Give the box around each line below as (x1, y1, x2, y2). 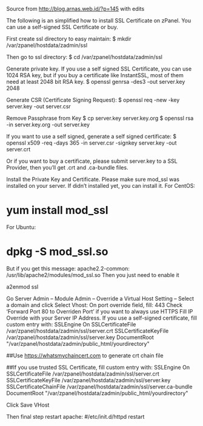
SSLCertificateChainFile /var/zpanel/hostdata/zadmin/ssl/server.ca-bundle (6, 383, 193, 390)
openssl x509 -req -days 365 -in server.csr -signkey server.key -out (6, 139, 177, 146)
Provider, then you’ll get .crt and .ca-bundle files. (6, 164, 128, 171)
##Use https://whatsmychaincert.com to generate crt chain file (6, 352, 164, 359)
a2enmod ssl (6, 283, 39, 290)
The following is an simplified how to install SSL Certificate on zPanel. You (6, 17, 191, 24)
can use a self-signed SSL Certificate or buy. (6, 24, 118, 30)
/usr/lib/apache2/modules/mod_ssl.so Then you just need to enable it (6, 271, 180, 278)
